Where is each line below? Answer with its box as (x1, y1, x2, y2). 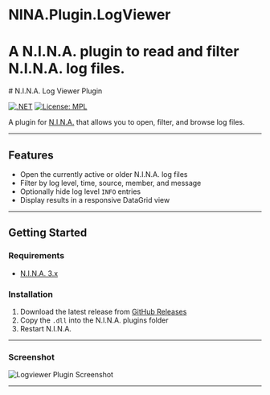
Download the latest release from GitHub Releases (19, 307, 187, 316)
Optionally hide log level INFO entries (19, 187, 141, 196)
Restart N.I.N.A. (19, 323, 72, 333)
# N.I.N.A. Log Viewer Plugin (8, 86, 103, 96)
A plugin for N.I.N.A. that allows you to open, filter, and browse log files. (8, 117, 245, 127)
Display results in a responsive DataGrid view (19, 195, 170, 204)
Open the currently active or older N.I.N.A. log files (19, 169, 188, 179)
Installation (8, 288, 54, 299)
